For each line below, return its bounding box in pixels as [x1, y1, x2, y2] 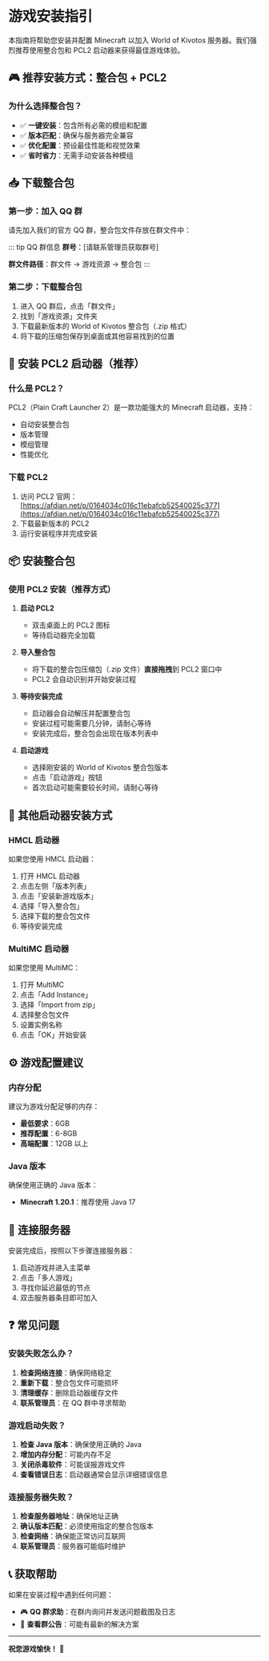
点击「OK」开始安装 [19, 1030, 86, 1040]
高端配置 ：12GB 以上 [19, 1139, 89, 1148]
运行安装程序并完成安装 [19, 528, 98, 538]
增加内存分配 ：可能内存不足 [19, 1449, 112, 1459]
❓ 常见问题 [8, 1319, 60, 1332]
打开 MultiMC [19, 980, 65, 990]
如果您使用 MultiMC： [8, 963, 81, 973]
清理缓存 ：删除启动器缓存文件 [19, 1388, 118, 1397]
